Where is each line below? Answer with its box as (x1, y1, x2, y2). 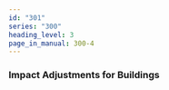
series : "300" (8, 22, 63, 31)
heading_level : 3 (8, 30, 75, 39)
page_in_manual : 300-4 (8, 38, 94, 48)
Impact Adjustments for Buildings (8, 69, 160, 82)
